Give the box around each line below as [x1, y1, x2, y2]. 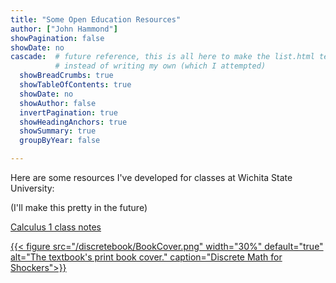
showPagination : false [10, 33, 105, 43]
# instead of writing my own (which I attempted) [54, 61, 267, 71]
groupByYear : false [19, 136, 101, 146]
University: [10, 182, 55, 194]
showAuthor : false [19, 98, 97, 108]
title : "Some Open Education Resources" [10, 14, 182, 25]
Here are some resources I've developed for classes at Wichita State [10, 172, 293, 183]
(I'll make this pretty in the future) [10, 202, 148, 213]
